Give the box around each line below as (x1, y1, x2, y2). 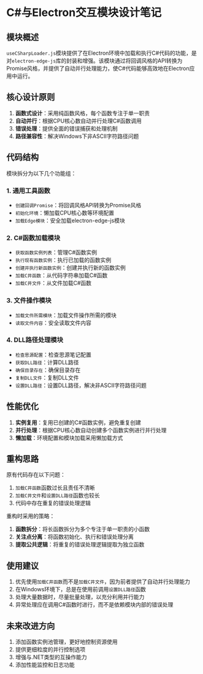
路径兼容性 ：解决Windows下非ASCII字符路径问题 (15, 132, 139, 140)
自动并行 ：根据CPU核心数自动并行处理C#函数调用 (15, 117, 142, 124)
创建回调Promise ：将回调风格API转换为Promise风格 (15, 201, 142, 209)
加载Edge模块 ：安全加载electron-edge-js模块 (15, 216, 126, 224)
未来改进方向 (6, 621, 55, 631)
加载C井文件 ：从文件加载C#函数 (15, 280, 92, 287)
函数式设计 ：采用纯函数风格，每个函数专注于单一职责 (15, 109, 150, 117)
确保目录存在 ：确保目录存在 (15, 366, 81, 373)
